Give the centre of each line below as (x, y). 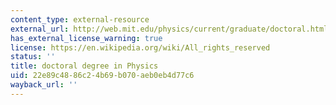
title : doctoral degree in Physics (84, 66)
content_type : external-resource (80, 19)
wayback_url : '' (44, 85)
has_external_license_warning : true (86, 38)
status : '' (33, 57)
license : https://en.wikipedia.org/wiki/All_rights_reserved (140, 47)
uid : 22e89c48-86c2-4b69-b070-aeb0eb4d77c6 (102, 76)
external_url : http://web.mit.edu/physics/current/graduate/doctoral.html (169, 29)
